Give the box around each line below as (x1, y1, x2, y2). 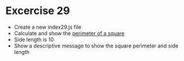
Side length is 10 (13, 36, 54, 43)
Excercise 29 (5, 4, 70, 18)
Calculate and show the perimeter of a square (13, 29, 125, 36)
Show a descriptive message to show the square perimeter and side (13, 42, 179, 49)
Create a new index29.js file (13, 23, 81, 30)
